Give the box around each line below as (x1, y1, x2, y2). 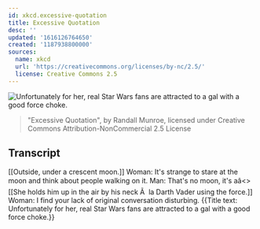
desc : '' (8, 26, 37, 34)
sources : (8, 48, 37, 56)
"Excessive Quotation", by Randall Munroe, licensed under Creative (27, 115, 245, 124)
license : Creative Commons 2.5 (15, 70, 118, 78)
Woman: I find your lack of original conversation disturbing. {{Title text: (8, 196, 238, 205)
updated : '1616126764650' (8, 33, 93, 42)
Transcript (8, 146, 60, 160)
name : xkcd (15, 56, 51, 64)
